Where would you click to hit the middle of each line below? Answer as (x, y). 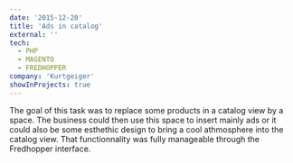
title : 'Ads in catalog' (56, 26)
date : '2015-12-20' (46, 18)
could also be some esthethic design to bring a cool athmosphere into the (146, 129)
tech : (19, 43)
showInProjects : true (50, 85)
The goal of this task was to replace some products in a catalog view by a (146, 110)
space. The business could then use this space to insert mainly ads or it (143, 120)
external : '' (34, 34)
